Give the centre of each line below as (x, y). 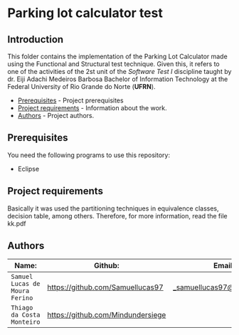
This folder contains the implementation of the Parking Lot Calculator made (117, 56)
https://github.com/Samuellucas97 (105, 287)
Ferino (22, 298)
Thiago (22, 308)
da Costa (26, 315)
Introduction (36, 39)
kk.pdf (17, 223)
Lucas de (26, 284)
